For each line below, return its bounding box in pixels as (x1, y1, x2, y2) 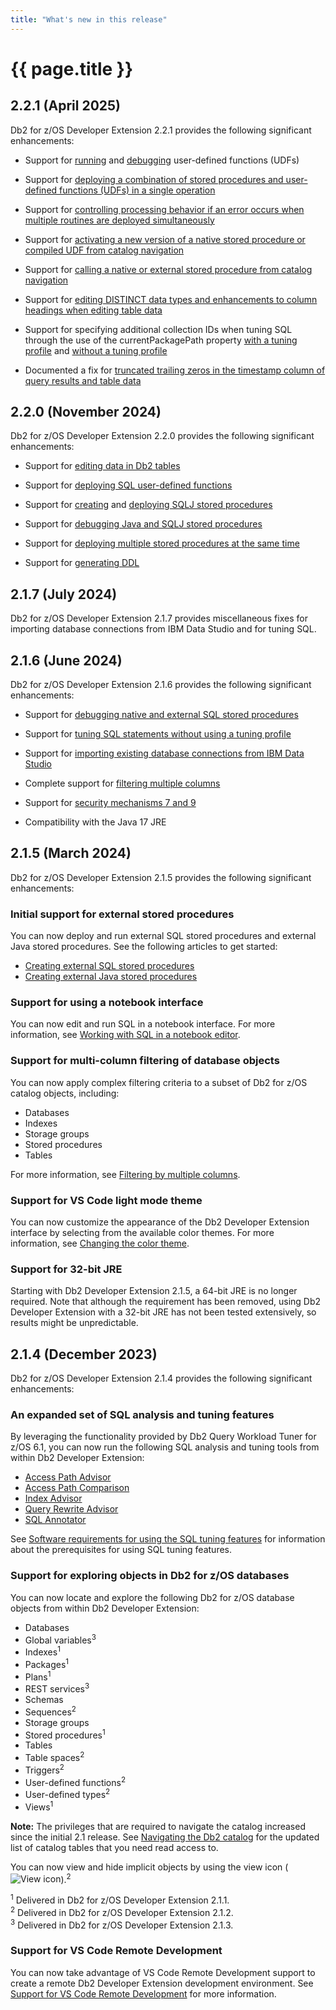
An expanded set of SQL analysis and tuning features (10, 1408, 275, 1422)
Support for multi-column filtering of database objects (10, 1054, 280, 1068)
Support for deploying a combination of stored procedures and (24, 173, 284, 185)
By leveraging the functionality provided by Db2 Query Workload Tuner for (10, 1431, 317, 1443)
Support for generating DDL (24, 557, 140, 569)
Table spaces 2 (24, 1750, 85, 1764)
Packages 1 (24, 1657, 70, 1670)
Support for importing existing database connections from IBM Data (24, 747, 305, 760)
